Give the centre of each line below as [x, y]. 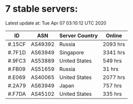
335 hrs [112, 94]
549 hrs [112, 61]
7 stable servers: [42, 9]
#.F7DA [17, 94]
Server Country [79, 35]
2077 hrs [114, 77]
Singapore [72, 53]
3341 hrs [114, 53]
